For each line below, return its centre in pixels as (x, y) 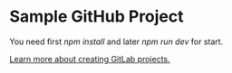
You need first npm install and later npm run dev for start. (116, 41)
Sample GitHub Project (97, 17)
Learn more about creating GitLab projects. (90, 59)
